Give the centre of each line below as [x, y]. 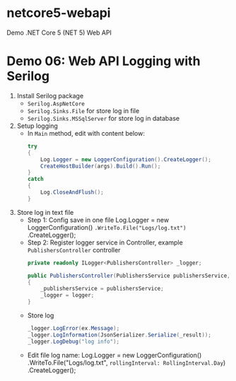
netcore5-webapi [59, 13]
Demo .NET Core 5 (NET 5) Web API [59, 33]
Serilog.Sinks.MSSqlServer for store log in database [104, 118]
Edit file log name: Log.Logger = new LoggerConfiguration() [114, 355]
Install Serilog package [50, 95]
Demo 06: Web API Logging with [104, 61]
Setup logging [37, 126]
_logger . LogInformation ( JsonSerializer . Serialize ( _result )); [119, 335]
